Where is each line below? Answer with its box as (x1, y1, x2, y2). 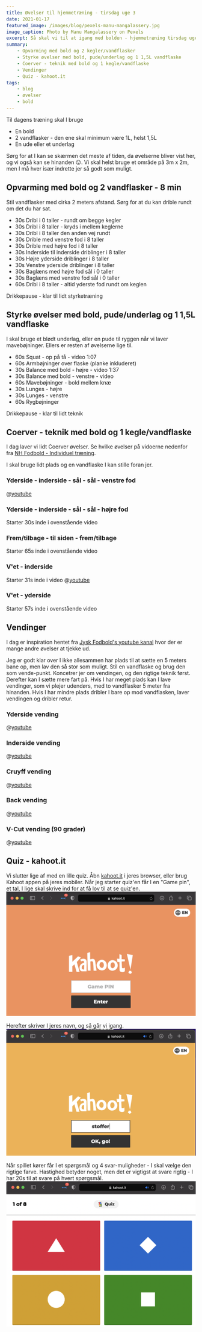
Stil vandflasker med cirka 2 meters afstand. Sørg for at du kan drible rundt (6, 198, 192, 206)
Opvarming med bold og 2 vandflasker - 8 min (6, 183, 182, 193)
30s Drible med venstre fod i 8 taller (14, 236, 104, 243)
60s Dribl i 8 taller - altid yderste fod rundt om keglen (14, 280, 147, 287)
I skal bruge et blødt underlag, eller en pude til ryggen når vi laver (6, 335, 168, 342)
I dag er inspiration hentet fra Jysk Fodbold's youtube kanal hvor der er (6, 638, 183, 646)
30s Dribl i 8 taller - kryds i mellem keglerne (14, 223, 124, 230)
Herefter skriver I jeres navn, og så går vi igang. (6, 1022, 124, 1029)
